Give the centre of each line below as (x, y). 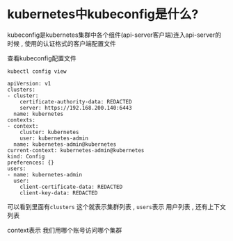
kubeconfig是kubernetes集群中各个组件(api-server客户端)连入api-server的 (114, 35)
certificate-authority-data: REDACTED (76, 101)
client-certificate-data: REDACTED (71, 187)
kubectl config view (37, 71)
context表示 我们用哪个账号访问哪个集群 (65, 230)
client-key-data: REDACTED (59, 193)
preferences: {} (31, 163)
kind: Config (26, 156)
